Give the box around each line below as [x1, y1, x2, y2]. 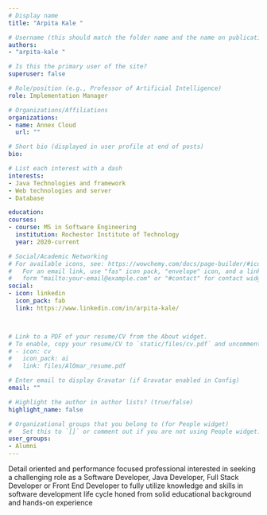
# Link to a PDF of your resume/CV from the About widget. [8, 332, 208, 341]
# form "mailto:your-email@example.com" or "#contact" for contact [8, 275, 244, 283]
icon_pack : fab [15, 297, 66, 305]
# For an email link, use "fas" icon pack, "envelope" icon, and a [8, 267, 244, 275]
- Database [8, 194, 44, 202]
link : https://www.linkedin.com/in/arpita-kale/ [15, 304, 180, 312]
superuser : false [8, 70, 66, 78]
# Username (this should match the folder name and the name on [8, 33, 226, 41]
